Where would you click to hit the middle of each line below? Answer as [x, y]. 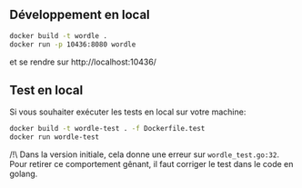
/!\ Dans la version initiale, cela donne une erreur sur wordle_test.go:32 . [145, 154]
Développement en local [80, 15]
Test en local [46, 90]
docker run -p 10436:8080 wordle [73, 45]
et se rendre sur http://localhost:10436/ [83, 62]
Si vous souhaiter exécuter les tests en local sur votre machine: [128, 112]
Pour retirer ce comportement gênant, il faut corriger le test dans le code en [151, 164]
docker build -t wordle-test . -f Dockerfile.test [107, 129]
